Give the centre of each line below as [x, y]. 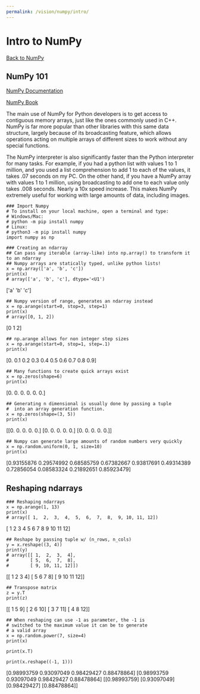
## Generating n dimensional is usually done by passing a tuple [89, 404]
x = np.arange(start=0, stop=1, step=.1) [58, 344]
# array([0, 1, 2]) [30, 317]
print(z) [17, 598]
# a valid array [26, 631]
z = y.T [16, 593]
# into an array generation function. [56, 409]
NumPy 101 [27, 76]
